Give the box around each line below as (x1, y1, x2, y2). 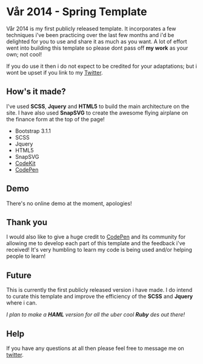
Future (6, 270, 32, 280)
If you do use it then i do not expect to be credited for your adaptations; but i (6, 62, 197, 70)
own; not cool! (6, 50, 42, 58)
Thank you (6, 217, 47, 227)
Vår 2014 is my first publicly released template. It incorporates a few (6, 25, 176, 32)
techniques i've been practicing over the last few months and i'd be (6, 31, 175, 38)
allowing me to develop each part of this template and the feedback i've (6, 240, 186, 247)
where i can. (6, 299, 38, 306)
